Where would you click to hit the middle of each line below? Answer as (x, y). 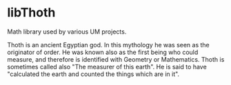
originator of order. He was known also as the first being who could (103, 52)
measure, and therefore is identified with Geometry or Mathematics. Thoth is (116, 59)
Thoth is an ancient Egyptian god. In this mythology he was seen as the (109, 45)
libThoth (31, 13)
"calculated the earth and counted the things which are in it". (93, 74)
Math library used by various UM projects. (67, 32)
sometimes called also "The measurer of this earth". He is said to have (107, 66)
